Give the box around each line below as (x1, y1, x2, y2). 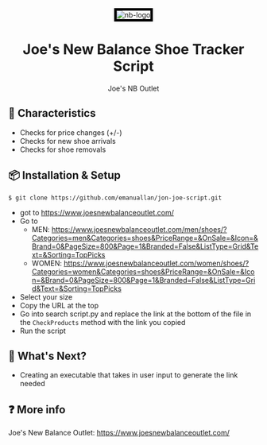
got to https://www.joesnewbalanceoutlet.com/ (19, 208, 175, 218)
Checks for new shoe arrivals (19, 136, 117, 145)
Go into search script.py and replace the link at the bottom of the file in (19, 309, 252, 319)
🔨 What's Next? (8, 349, 87, 362)
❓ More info (8, 403, 66, 416)
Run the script (19, 326, 66, 336)
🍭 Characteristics (8, 106, 96, 120)
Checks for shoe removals (19, 145, 106, 154)
